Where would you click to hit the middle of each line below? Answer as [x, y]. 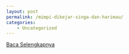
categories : [21, 22]
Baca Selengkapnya [31, 45]
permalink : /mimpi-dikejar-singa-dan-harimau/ [65, 17]
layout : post [22, 11]
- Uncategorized [37, 28]
